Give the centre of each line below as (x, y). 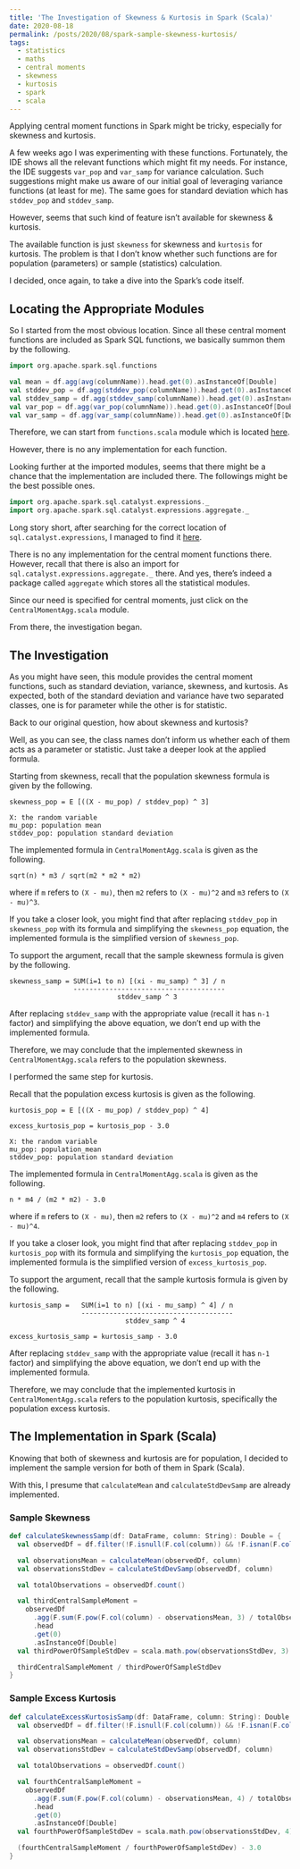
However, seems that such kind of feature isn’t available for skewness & (142, 218)
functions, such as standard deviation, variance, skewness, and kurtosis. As (149, 686)
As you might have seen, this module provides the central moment (131, 677)
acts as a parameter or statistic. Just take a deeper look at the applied (137, 749)
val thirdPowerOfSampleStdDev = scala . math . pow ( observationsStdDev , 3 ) (154, 1651)
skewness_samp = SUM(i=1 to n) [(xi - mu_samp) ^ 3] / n (117, 981)
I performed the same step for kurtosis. (81, 1077)
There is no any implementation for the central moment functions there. (141, 554)
